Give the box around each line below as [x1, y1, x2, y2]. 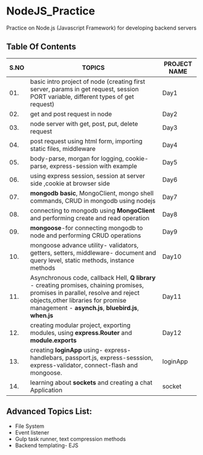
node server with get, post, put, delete [30, 119, 138, 128]
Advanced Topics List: [6, 406, 92, 417]
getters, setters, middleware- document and [30, 249, 156, 257]
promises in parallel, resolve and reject [30, 288, 140, 297]
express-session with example [49, 162, 138, 170]
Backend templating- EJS [14, 442, 79, 449]
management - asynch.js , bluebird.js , [30, 304, 139, 312]
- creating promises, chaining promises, [30, 281, 144, 289]
